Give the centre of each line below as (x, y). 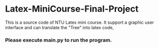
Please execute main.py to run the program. (59, 40)
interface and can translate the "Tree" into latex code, (60, 27)
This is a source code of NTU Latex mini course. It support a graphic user (79, 22)
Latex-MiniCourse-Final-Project (72, 9)
